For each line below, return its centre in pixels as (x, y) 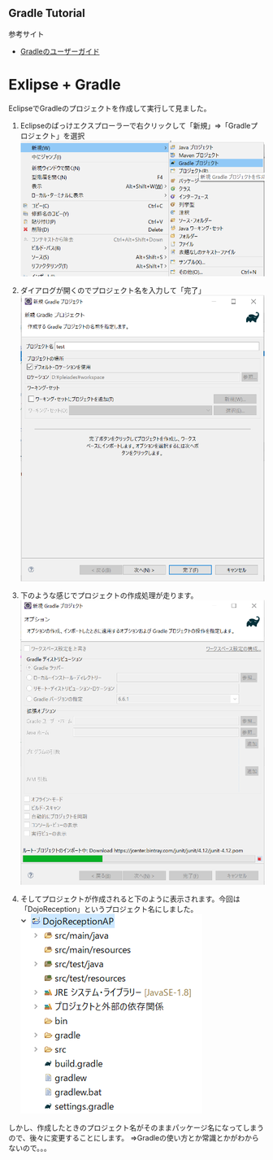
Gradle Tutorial (47, 13)
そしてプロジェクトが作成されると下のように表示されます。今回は (130, 899)
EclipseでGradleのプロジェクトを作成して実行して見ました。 (110, 108)
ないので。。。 (30, 1148)
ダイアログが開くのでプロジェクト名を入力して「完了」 (113, 290)
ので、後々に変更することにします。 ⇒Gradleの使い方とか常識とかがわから (134, 1137)
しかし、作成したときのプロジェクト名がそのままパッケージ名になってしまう (136, 1127)
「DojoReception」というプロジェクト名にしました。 (109, 909)
